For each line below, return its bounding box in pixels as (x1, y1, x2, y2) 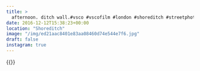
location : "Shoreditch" (6, 25, 65, 32)
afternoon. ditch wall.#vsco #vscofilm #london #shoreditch (11, 14, 164, 20)
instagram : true (6, 42, 46, 48)
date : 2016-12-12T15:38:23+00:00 (6, 20, 89, 26)
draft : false (6, 36, 39, 42)
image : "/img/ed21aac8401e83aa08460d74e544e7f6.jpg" (6, 31, 140, 37)
